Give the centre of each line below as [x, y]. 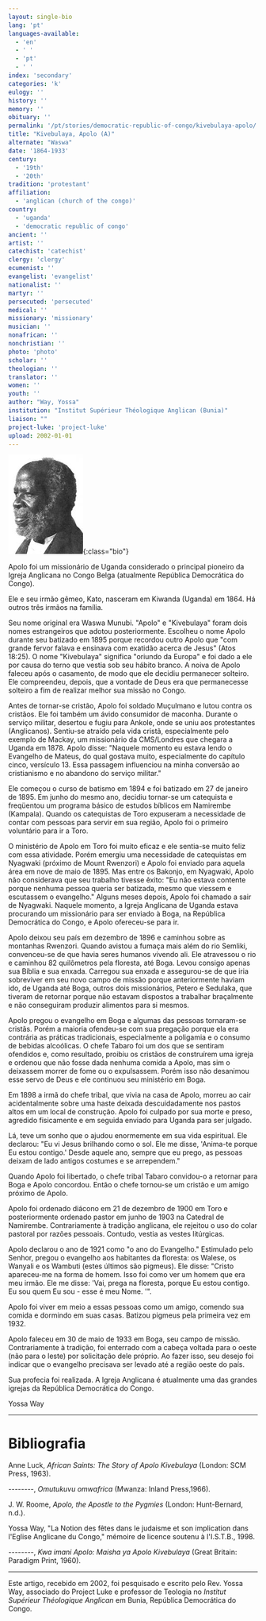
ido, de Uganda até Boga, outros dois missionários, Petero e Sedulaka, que [130, 988]
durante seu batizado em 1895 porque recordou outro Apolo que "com [123, 640]
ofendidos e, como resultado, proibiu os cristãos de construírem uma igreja [131, 1054]
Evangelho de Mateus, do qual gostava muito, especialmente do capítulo [127, 756]
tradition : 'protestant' [49, 184]
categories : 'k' [35, 83]
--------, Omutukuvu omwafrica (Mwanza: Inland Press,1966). [110, 1489]
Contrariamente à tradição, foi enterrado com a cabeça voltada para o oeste [133, 1348]
